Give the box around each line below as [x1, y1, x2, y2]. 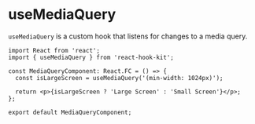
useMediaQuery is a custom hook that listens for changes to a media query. [8, 31, 248, 41]
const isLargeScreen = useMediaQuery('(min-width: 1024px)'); [15, 74, 224, 82]
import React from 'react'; [8, 46, 101, 54]
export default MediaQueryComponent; [8, 108, 132, 116]
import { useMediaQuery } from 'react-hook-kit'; [8, 53, 175, 61]
